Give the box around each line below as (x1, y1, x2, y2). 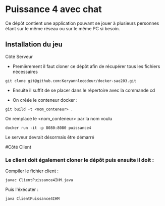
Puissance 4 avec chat (5, 4, 102, 15)
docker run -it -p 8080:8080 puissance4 (5, 125, 92, 130)
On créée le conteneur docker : (12, 97, 78, 103)
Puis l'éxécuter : (5, 186, 39, 192)
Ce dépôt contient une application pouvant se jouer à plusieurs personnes (5, 20, 159, 26)
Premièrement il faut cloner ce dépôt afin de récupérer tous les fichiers (12, 63, 160, 69)
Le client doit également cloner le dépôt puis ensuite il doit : (5, 156, 154, 163)
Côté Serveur (5, 53, 33, 59)
